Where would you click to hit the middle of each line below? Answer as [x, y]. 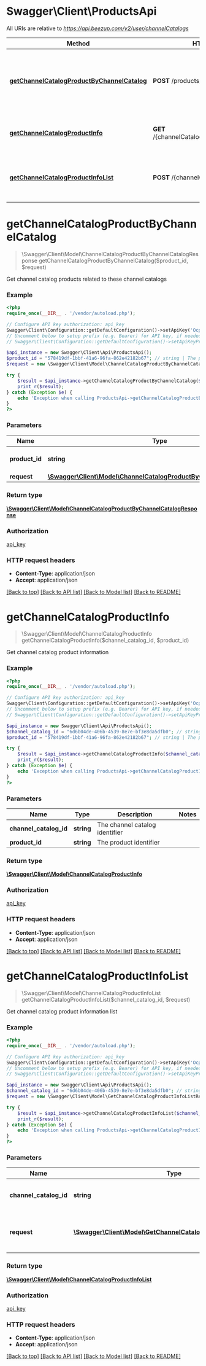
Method [78, 43]
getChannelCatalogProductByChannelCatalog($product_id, [113, 260]
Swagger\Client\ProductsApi [82, 11]
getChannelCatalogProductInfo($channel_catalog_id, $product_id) [105, 641]
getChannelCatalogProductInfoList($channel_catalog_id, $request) [106, 999]
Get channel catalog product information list [62, 1011]
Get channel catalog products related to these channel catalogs [87, 279]
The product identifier [129, 842]
